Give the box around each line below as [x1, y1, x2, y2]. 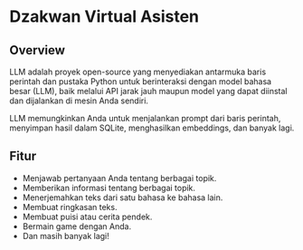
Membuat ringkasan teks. [22, 201, 118, 212]
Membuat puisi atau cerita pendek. [22, 211, 153, 222]
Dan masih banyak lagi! [22, 230, 110, 241]
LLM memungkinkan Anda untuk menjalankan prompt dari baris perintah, [9, 113, 281, 123]
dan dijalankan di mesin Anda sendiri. [9, 95, 149, 106]
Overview [9, 43, 66, 58]
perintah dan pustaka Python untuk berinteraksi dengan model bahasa [9, 76, 272, 87]
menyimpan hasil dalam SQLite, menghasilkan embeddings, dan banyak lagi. [9, 122, 295, 133]
